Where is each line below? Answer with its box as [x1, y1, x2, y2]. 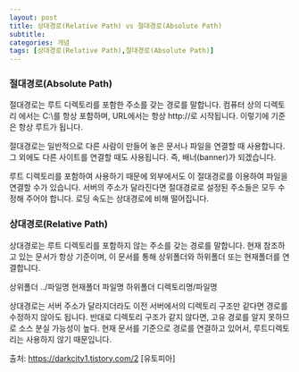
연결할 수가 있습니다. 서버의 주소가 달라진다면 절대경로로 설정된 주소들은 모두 [9, 182, 277, 193]
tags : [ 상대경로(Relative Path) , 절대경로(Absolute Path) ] [9, 46, 214, 55]
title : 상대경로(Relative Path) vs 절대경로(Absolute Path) [9, 21, 223, 30]
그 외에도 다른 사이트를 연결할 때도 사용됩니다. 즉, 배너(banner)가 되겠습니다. [9, 152, 277, 163]
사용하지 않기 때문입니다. [25, 334, 112, 344]
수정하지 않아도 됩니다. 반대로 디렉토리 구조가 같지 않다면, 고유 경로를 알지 [9, 311, 266, 322]
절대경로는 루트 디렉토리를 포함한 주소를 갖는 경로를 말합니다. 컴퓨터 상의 [9, 99, 262, 110]
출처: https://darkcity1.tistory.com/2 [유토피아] [9, 352, 176, 363]
